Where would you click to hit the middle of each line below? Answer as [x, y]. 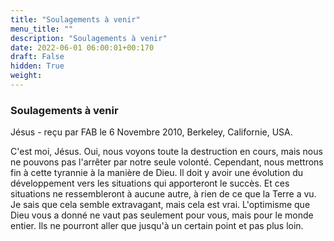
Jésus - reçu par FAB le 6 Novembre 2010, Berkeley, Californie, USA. [151, 132]
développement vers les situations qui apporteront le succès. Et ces [150, 183]
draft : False [37, 57]
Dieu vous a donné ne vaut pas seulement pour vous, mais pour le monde [162, 215]
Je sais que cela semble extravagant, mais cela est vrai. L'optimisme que [160, 205]
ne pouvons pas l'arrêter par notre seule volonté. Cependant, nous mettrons [167, 162]
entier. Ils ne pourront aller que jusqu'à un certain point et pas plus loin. [157, 226]
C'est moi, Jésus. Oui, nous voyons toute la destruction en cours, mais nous [166, 152]
